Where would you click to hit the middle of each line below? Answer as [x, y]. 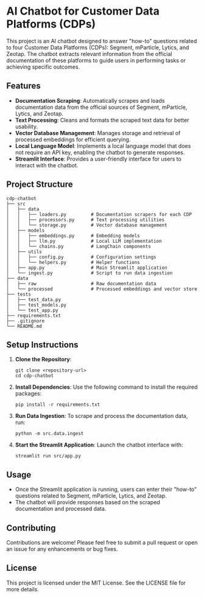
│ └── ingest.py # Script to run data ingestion [90, 273]
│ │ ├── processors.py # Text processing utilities [86, 220]
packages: [28, 394]
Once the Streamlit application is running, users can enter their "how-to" [106, 489]
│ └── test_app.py [33, 310]
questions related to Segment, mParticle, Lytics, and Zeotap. [91, 496]
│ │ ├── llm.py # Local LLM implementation [84, 241]
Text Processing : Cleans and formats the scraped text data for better [102, 120]
